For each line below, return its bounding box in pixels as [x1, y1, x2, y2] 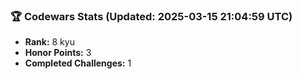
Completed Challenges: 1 [24, 57, 132, 69]
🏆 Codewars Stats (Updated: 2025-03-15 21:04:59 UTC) [10, 9, 293, 23]
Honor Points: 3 [24, 47, 92, 59]
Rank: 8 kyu [24, 36, 75, 48]
